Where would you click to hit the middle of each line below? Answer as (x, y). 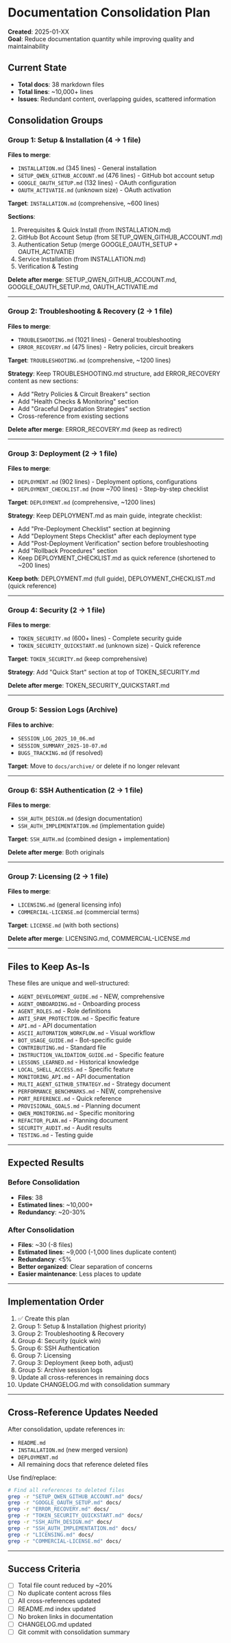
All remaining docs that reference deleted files (83, 1464)
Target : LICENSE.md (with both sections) (63, 925)
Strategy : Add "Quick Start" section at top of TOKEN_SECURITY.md (104, 672)
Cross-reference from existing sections (73, 416)
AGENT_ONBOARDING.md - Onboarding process (79, 1004)
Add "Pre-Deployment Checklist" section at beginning (94, 529)
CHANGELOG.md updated (54, 1624)
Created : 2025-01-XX (38, 32)
